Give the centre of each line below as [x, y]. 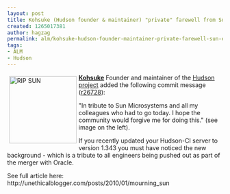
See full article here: [35, 175]
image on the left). [104, 127]
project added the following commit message [142, 85]
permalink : [23, 39]
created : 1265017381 [37, 26]
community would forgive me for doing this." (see [148, 120]
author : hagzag [29, 33]
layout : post [26, 13]
